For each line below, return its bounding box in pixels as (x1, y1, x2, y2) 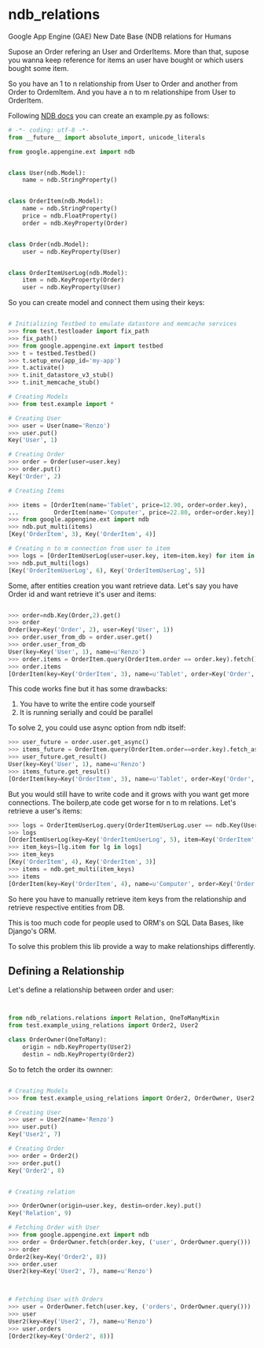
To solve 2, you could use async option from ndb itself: (8, 723, 186, 732)
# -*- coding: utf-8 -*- (8, 126, 90, 134)
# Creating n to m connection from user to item (8, 545, 170, 553)
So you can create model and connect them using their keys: (8, 298, 205, 307)
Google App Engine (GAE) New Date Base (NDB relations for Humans (8, 32, 232, 41)
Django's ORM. (8, 926, 57, 936)
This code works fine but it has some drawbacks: (8, 684, 167, 694)
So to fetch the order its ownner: (8, 1064, 113, 1074)
